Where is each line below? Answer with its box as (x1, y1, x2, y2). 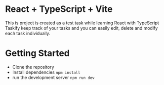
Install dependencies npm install (12, 69, 81, 75)
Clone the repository (12, 64, 54, 70)
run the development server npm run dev (12, 74, 95, 80)
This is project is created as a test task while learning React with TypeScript (5, 20, 159, 26)
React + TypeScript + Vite (5, 3, 113, 15)
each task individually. (5, 30, 50, 36)
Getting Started (5, 48, 70, 59)
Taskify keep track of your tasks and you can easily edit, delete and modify (5, 25, 158, 31)
